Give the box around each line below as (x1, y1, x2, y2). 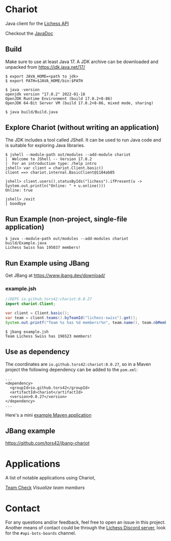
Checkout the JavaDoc (5, 30, 53, 36)
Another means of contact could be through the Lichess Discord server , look (5, 525, 166, 531)
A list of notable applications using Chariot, (5, 475, 96, 481)
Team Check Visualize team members (5, 485, 85, 491)
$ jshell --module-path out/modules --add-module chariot (5, 152, 131, 157)
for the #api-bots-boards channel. (5, 530, 76, 536)
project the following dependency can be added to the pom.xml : (5, 366, 138, 373)
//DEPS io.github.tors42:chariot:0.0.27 (5, 297, 93, 302)
